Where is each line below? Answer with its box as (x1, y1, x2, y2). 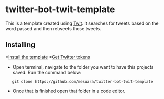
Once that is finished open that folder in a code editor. (12, 88, 126, 94)
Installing (5, 41, 36, 49)
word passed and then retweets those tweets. (5, 25, 102, 31)
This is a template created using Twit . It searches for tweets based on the (5, 20, 159, 26)
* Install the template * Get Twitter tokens (5, 54, 90, 60)
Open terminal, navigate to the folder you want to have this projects (12, 63, 154, 70)
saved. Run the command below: (12, 69, 81, 75)
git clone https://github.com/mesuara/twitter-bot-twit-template (12, 79, 153, 84)
